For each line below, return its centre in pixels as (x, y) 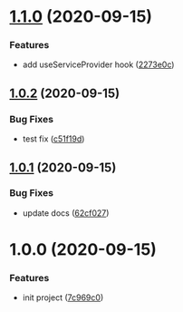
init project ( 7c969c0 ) (63, 297)
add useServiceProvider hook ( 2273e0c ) (98, 64)
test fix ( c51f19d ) (53, 139)
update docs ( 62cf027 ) (66, 213)
